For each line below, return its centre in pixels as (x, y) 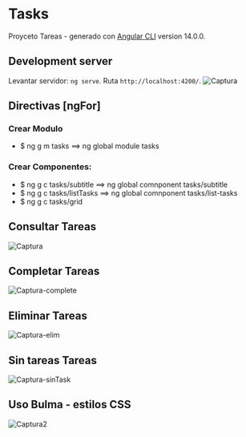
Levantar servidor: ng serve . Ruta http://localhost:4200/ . (105, 80)
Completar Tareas (54, 271)
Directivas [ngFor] (55, 106)
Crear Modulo (36, 129)
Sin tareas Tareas (53, 360)
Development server (60, 61)
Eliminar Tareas (48, 316)
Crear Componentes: (50, 167)
